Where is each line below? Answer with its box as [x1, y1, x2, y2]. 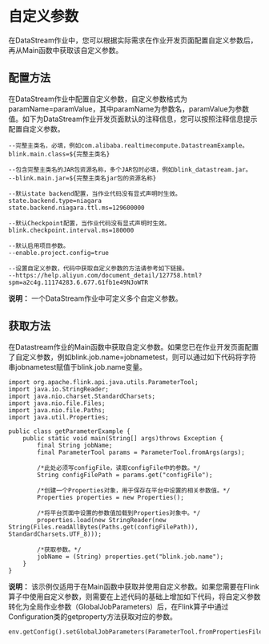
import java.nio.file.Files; [8, 399, 106, 407]
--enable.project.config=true [8, 249, 110, 257]
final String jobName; [37, 441, 113, 449]
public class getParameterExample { [8, 427, 130, 435]
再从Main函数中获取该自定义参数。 [8, 45, 123, 55]
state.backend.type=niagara [8, 196, 102, 205]
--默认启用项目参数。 [8, 241, 70, 249]
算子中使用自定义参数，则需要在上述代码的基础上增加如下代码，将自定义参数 [8, 591, 261, 601]
